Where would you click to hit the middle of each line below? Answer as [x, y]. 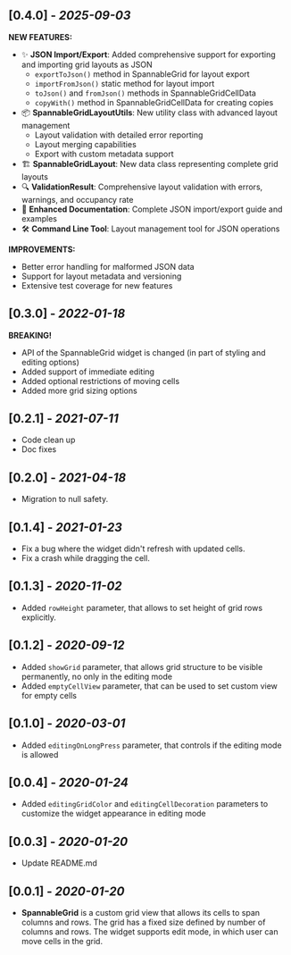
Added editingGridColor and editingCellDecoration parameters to [145, 804]
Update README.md [59, 863]
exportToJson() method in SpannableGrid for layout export [142, 74]
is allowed [40, 754]
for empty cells [49, 695]
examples [39, 218]
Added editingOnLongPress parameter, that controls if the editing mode [151, 745]
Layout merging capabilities [86, 144]
